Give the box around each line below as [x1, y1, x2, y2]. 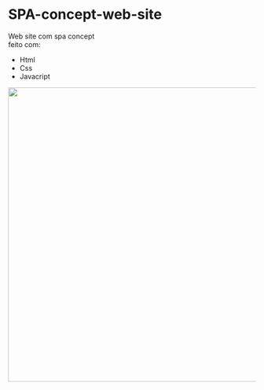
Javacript [19, 71, 51, 81]
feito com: [8, 39, 41, 49]
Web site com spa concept [8, 31, 95, 41]
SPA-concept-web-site [8, 5, 163, 24]
